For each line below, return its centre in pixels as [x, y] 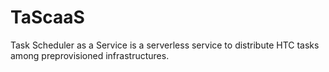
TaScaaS [47, 17]
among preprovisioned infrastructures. [90, 55]
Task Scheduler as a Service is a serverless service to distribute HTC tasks [165, 45]
